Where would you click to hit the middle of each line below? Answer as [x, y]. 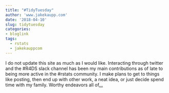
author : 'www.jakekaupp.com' [36, 15]
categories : [18, 29]
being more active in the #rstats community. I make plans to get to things [82, 74]
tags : [11, 39]
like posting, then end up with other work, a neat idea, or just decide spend [85, 79]
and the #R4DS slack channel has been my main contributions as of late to [84, 68]
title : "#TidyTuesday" [30, 10]
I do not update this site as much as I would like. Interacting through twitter [84, 63]
